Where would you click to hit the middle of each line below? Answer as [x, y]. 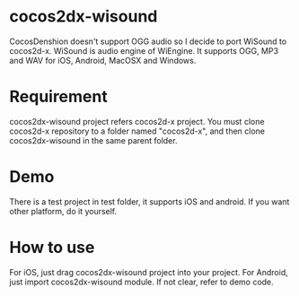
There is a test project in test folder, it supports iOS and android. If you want [149, 201]
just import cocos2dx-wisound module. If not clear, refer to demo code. [141, 282]
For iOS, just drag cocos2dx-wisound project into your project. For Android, [149, 272]
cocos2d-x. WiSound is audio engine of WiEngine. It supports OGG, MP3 [144, 50]
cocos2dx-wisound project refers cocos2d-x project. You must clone [137, 121]
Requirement [58, 97]
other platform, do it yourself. [63, 211]
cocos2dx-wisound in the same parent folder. [93, 140]
